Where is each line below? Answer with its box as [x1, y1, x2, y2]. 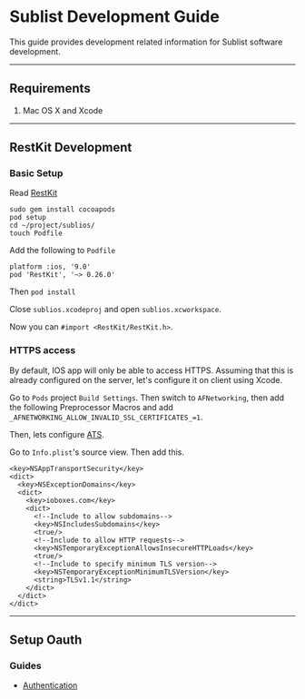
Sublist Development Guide [9, 6, 220, 27]
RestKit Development [9, 140, 133, 155]
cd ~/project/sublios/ [9, 221, 95, 231]
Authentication [22, 680, 78, 691]
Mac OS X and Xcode [22, 104, 103, 115]
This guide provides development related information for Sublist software [9, 36, 283, 47]
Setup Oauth [9, 633, 83, 648]
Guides [9, 660, 43, 673]
